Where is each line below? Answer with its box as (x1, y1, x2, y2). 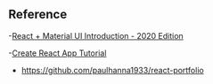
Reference (8, 7, 68, 22)
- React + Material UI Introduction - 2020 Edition (8, 30, 184, 41)
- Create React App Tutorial (8, 48, 107, 58)
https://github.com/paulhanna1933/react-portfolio (20, 65, 204, 75)
